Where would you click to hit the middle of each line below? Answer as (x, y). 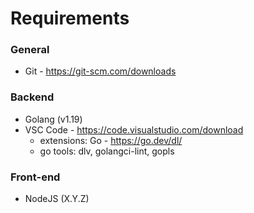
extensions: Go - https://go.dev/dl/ (111, 140)
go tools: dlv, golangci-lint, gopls (107, 151)
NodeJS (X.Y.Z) (57, 199)
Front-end (35, 177)
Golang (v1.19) (53, 119)
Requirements (70, 18)
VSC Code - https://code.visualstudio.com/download (134, 129)
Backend (32, 97)
